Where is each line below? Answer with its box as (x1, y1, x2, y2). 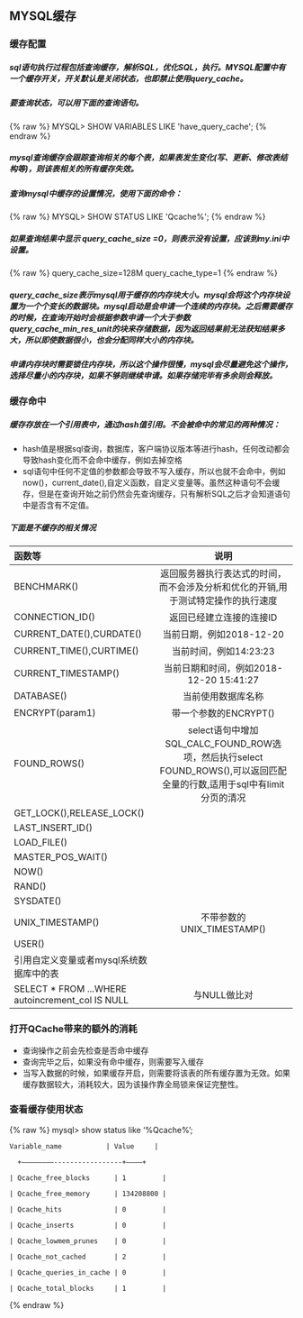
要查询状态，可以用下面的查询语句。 (9, 97, 144, 108)
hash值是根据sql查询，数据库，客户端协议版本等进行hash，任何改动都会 (22, 444, 290, 454)
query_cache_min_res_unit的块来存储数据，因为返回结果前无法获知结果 (9, 323, 278, 334)
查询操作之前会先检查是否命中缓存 (22, 1045, 149, 1056)
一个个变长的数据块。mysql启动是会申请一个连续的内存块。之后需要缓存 (24, 300, 293, 311)
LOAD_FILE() (13, 837, 67, 849)
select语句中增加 (187, 724, 259, 737)
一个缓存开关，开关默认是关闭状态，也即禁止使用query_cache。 (9, 73, 248, 84)
